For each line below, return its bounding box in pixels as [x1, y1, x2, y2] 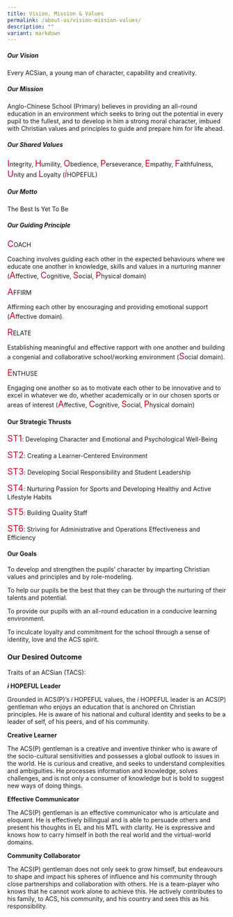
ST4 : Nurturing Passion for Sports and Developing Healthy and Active [7, 483, 211, 494]
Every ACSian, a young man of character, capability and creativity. [7, 69, 197, 77]
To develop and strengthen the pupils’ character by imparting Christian [7, 565, 210, 573]
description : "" [7, 23, 54, 30]
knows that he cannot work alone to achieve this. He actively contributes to [7, 887, 223, 895]
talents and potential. [7, 593, 67, 602]
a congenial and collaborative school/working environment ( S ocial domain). [7, 351, 225, 362]
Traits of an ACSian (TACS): [7, 668, 86, 676]
